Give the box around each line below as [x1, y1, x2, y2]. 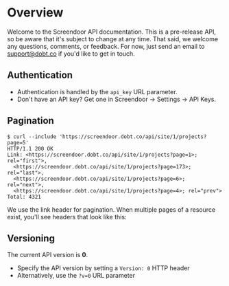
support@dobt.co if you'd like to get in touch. [7, 49, 135, 58]
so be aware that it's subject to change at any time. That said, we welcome [7, 34, 218, 43]
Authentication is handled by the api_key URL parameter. [16, 87, 178, 96]
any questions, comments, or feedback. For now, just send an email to [7, 42, 205, 50]
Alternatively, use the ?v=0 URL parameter [16, 272, 136, 280]
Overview [7, 5, 64, 21]
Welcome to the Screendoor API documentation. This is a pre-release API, [7, 27, 217, 36]
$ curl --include [7, 133, 57, 140]
